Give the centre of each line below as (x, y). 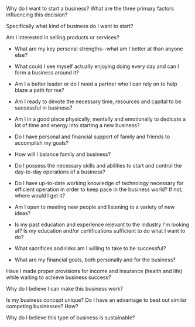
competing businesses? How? (42, 306)
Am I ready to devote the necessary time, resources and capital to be (98, 101)
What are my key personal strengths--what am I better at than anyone (99, 49)
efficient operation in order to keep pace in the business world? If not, (99, 189)
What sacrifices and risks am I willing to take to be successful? (90, 248)
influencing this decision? (37, 15)
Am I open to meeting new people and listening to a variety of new (95, 207)
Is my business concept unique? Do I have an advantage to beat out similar (97, 300)
